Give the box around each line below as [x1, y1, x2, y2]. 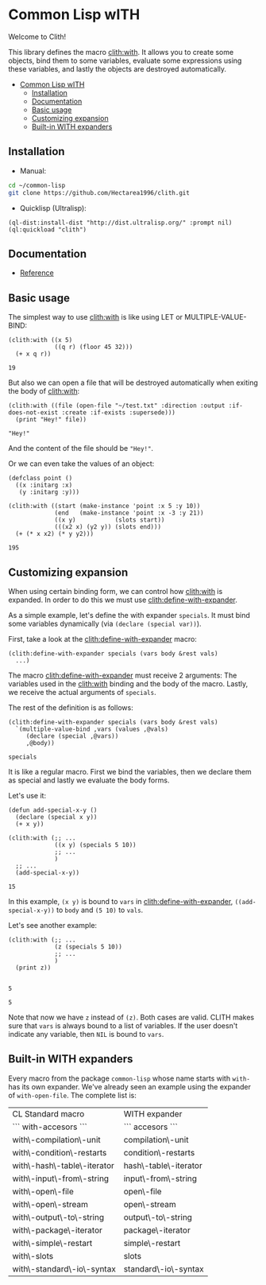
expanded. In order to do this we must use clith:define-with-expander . [8, 595, 238, 604]
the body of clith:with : [8, 386, 80, 396]
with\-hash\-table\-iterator [12, 1159, 115, 1170]
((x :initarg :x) [15, 481, 73, 490]
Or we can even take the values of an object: [8, 459, 155, 468]
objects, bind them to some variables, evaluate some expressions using [8, 56, 242, 65]
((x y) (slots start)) [54, 516, 165, 524]
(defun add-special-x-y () [8, 806, 98, 814]
